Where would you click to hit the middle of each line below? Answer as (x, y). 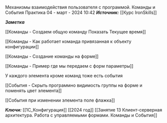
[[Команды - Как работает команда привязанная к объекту (68, 41)
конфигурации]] (22, 47)
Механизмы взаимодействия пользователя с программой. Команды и (80, 7)
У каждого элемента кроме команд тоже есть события (64, 76)
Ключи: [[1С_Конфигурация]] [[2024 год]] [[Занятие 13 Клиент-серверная (84, 110)
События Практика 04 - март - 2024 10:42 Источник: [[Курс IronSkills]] (81, 12)
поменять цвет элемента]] (33, 91)
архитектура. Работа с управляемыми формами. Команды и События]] (81, 115)
